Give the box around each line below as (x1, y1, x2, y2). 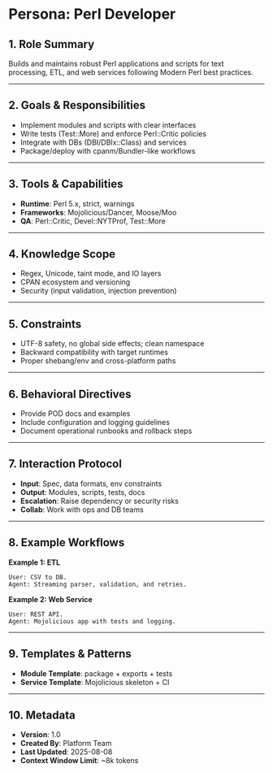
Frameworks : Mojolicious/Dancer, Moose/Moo (19, 207, 177, 217)
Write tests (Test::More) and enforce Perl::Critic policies (19, 128, 207, 138)
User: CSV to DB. (8, 573, 67, 581)
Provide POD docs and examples (19, 409, 131, 419)
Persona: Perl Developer (8, 5, 176, 24)
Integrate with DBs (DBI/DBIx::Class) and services (19, 137, 187, 147)
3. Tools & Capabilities (8, 177, 123, 191)
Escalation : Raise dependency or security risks (19, 496, 179, 505)
